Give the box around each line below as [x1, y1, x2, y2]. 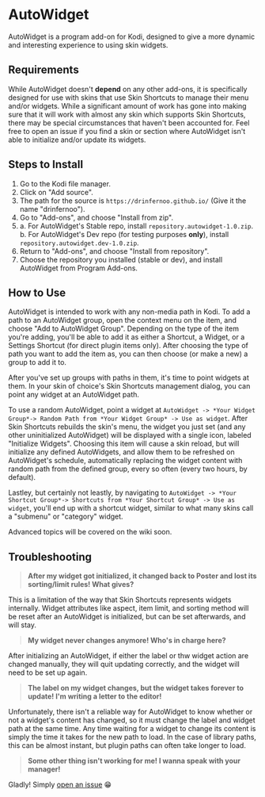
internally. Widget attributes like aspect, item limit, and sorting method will [8, 603, 249, 613]
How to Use [8, 285, 66, 299]
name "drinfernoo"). [19, 204, 85, 213]
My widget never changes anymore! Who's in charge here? [27, 636, 227, 646]
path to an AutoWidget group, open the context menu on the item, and [8, 316, 237, 325]
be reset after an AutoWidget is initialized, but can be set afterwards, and [8, 612, 246, 622]
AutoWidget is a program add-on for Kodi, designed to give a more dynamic [8, 32, 256, 41]
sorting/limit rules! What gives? [27, 580, 134, 589]
